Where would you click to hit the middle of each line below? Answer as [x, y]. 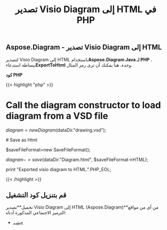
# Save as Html [22, 140]
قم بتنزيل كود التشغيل [36, 195]
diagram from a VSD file [57, 116]
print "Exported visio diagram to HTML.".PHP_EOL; [58, 169]
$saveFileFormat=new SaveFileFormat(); [48, 150]
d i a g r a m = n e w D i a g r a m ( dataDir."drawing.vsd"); [56, 130]
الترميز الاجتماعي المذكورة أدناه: [36, 213]
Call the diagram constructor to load [83, 105]
